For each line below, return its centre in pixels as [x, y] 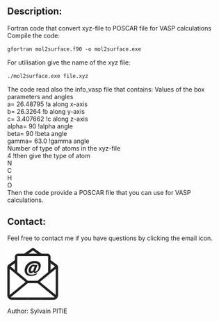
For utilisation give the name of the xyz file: [69, 62]
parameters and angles [40, 96]
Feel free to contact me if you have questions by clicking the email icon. [110, 238]
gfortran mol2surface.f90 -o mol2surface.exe [74, 49]
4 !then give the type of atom [49, 155]
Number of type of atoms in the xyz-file [64, 148]
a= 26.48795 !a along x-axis [48, 104]
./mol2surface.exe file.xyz [48, 76]
